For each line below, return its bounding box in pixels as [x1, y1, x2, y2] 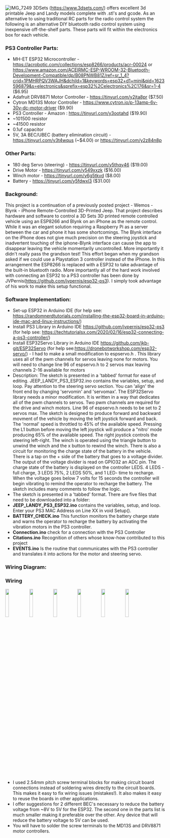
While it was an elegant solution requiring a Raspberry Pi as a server [5, 224, 148, 230]
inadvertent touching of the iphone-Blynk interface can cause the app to [5, 240, 157, 246]
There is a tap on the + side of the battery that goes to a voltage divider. [12, 454, 163, 460]
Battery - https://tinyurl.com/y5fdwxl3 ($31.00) [12, 178, 111, 184]
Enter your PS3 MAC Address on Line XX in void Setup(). [12, 508, 131, 514]
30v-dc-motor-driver [12, 105, 57, 111]
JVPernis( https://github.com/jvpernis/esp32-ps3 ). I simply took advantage [5, 277, 161, 284]
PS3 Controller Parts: [5, 44, 58, 51]
